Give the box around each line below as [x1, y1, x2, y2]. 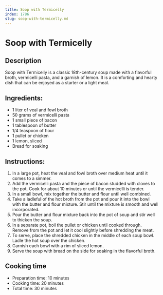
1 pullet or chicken [12, 133, 49, 139]
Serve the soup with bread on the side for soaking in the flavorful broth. [12, 248, 156, 254]
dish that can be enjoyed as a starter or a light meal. [5, 80, 109, 86]
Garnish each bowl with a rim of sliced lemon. [12, 243, 104, 249]
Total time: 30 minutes [12, 285, 57, 291]
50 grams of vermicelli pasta [12, 112, 70, 118]
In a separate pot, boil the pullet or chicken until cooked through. [12, 222, 142, 228]
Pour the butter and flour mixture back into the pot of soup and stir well [12, 212, 155, 217]
